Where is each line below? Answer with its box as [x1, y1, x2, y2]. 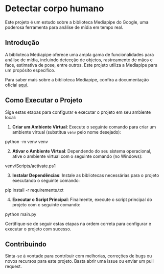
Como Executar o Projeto [5, 96, 83, 104]
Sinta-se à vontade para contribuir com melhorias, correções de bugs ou [5, 253, 152, 259]
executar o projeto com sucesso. [5, 226, 71, 232]
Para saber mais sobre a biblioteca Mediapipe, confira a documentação [5, 76, 149, 82]
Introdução [5, 39, 40, 47]
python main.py [5, 211, 37, 217]
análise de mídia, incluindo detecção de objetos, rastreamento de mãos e [5, 57, 153, 63]
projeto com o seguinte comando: [12, 201, 81, 207]
